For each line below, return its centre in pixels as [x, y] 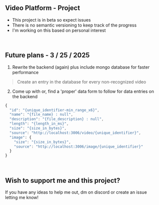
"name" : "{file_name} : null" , [41, 115]
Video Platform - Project [43, 8]
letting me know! [22, 197]
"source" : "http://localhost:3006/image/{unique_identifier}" [79, 147]
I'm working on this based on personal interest [59, 30]
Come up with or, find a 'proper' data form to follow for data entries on [83, 91]
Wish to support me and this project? [63, 180]
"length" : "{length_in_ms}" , [39, 124]
